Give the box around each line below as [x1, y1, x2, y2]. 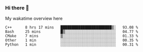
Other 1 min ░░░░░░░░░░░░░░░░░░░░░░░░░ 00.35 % [5, 38, 139, 43]
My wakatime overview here [5, 16, 63, 22]
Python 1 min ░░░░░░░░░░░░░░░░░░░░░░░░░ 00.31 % [5, 42, 139, 47]
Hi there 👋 [5, 4, 30, 11]
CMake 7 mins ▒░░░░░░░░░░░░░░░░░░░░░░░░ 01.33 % [5, 34, 139, 39]
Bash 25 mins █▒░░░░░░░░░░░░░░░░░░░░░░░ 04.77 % [5, 29, 139, 34]
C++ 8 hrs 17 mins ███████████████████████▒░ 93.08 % [5, 25, 139, 30]
